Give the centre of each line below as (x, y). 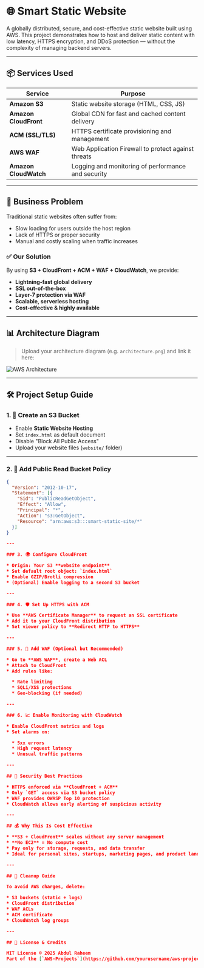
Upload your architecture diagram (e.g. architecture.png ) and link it (106, 351)
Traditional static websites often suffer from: (62, 216)
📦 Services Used (40, 73)
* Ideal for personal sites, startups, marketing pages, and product (96, 854)
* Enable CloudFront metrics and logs (55, 726)
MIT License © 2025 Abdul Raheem (49, 953)
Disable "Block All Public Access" (57, 441)
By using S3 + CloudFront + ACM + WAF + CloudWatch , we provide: (93, 270)
